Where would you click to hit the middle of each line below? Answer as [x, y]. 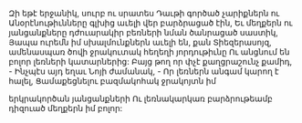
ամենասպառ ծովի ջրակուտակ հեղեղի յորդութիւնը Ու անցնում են [149, 52]
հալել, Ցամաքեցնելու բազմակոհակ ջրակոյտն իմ [112, 81]
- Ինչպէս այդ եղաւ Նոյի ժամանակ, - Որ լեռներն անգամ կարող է [144, 71]
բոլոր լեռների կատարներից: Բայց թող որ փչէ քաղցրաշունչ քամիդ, [151, 61]
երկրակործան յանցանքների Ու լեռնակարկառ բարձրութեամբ [141, 98]
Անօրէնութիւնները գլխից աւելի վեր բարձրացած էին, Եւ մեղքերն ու [151, 23]
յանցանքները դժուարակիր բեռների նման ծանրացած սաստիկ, [144, 32]
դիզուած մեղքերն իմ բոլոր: [66, 108]
